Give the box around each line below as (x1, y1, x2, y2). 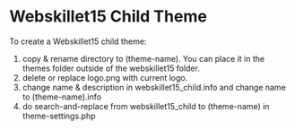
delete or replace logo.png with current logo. (22, 72, 188, 82)
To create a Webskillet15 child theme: (9, 36, 147, 47)
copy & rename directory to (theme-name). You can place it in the (22, 53, 265, 64)
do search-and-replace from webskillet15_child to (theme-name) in (22, 100, 270, 111)
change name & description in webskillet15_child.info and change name (22, 82, 287, 92)
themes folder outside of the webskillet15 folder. (22, 63, 200, 74)
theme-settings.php (22, 110, 96, 121)
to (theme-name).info (22, 91, 101, 102)
